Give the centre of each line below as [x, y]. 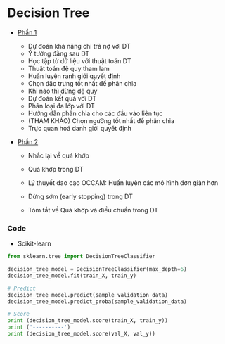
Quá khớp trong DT [56, 169]
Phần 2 [28, 141]
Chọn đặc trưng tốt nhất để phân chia [82, 83]
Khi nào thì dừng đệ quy [63, 91]
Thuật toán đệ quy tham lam [69, 68]
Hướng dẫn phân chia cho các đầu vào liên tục [95, 113]
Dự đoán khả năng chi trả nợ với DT [79, 46]
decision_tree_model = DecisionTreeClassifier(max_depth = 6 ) [97, 269]
